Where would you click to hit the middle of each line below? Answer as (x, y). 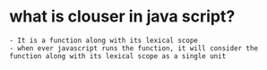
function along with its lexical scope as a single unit (118, 56)
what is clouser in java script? (122, 17)
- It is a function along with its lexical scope (104, 40)
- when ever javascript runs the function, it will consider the (133, 48)
